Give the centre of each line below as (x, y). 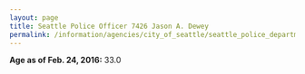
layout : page (34, 18)
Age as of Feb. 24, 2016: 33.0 (65, 60)
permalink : (30, 34)
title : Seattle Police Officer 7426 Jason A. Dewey (109, 26)
